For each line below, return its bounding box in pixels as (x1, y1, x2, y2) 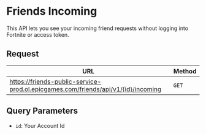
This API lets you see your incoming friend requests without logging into (6, 24, 189, 32)
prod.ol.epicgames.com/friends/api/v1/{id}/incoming (9, 84, 162, 93)
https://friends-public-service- (9, 77, 102, 86)
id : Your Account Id (15, 122, 65, 129)
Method (173, 67, 197, 75)
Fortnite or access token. (6, 31, 69, 38)
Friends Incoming (6, 4, 97, 18)
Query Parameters (6, 106, 78, 116)
